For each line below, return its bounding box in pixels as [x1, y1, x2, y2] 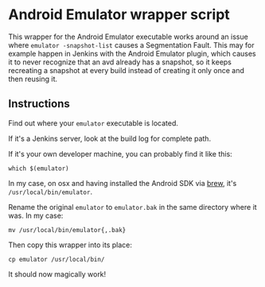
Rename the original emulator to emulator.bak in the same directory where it [8, 202, 257, 211]
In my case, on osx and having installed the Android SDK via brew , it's [8, 178, 237, 188]
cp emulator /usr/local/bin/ [8, 255, 105, 263]
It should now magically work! [8, 269, 107, 279]
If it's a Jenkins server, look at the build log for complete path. [8, 134, 212, 143]
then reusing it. [8, 74, 58, 83]
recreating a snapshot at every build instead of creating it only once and [8, 65, 245, 75]
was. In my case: [8, 211, 64, 220]
